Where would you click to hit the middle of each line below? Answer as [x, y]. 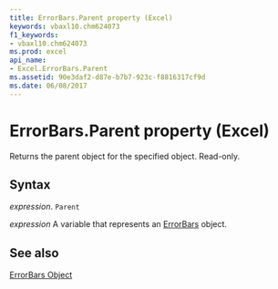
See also [34, 253]
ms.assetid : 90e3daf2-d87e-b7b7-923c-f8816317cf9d [108, 77]
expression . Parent [45, 207]
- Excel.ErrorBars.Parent [58, 69]
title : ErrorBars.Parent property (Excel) [91, 18]
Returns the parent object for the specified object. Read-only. [125, 156]
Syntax [30, 185]
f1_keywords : [34, 35]
